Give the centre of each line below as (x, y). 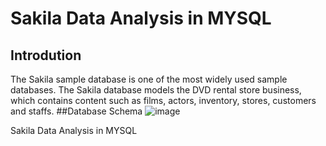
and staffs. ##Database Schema (76, 111)
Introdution (46, 55)
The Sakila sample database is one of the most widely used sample (149, 79)
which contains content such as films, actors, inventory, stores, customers (163, 100)
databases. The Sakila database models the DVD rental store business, (156, 90)
